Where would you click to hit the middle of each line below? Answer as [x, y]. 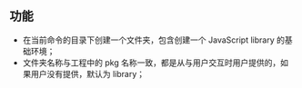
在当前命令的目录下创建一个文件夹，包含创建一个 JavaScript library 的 [153, 40]
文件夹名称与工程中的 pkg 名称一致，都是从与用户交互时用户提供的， [151, 63]
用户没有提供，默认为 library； [88, 73]
